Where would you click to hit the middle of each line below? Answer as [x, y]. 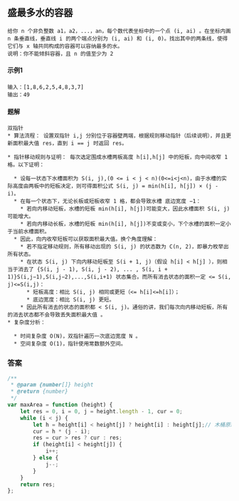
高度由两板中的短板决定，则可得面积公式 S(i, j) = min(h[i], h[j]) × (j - [116, 186]
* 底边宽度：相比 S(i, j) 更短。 [70, 300]
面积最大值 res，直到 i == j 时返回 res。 [70, 144]
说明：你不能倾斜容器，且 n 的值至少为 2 [60, 53]
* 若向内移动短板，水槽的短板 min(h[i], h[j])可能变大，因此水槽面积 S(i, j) [125, 209]
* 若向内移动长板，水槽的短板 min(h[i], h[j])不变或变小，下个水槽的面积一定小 [126, 224]
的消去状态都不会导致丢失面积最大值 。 [57, 315]
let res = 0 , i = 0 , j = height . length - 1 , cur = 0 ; [102, 411]
